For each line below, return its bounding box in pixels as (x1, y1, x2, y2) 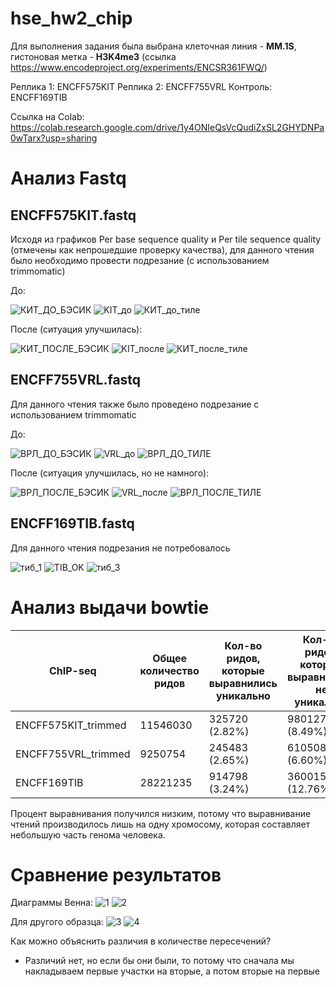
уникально (215, 688, 271, 702)
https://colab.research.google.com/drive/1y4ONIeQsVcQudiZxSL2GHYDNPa (10, 121, 325, 133)
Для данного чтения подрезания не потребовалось (10, 542, 231, 554)
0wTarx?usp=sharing (10, 132, 98, 144)
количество (139, 663, 200, 677)
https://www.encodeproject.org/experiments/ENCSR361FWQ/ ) (10, 61, 268, 73)
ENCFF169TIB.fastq (10, 515, 135, 532)
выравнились (208, 676, 278, 690)
